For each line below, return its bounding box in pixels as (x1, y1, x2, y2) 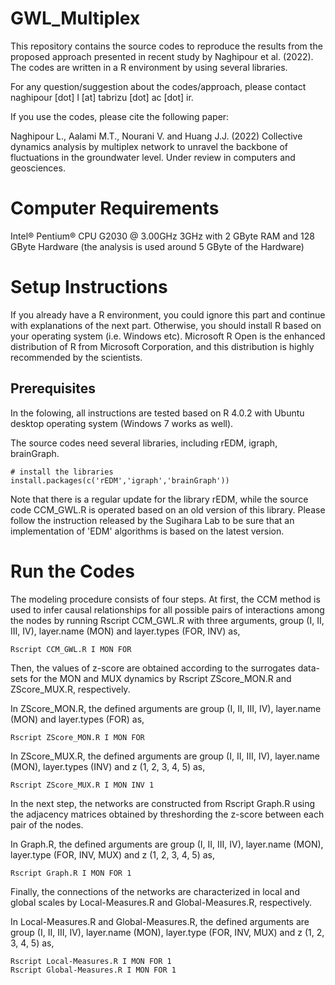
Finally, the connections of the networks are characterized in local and (10, 885, 300, 897)
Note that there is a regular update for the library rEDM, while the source (10, 493, 309, 505)
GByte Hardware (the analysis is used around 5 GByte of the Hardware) (10, 240, 305, 252)
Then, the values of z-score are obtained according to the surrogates (10, 662, 296, 674)
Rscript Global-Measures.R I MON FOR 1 (10, 965, 177, 975)
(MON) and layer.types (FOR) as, (10, 713, 145, 725)
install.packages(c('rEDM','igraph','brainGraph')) (10, 475, 230, 486)
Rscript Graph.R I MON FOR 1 (10, 868, 132, 878)
